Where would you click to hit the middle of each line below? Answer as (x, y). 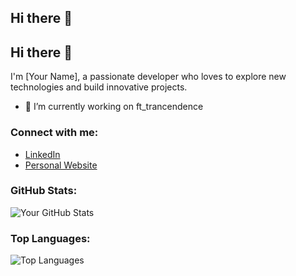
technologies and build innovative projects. (99, 87)
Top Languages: (50, 238)
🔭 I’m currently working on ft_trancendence (114, 107)
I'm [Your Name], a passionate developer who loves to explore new (148, 77)
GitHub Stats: (44, 191)
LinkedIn (42, 154)
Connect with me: (54, 133)
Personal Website (61, 165)
